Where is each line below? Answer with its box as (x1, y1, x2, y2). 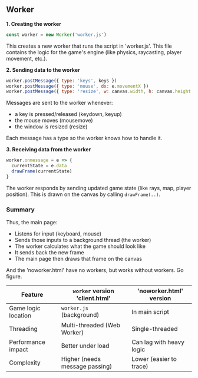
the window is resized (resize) (14, 123, 88, 130)
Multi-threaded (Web (61, 321, 121, 329)
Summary (6, 205, 35, 214)
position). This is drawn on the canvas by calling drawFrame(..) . (6, 191, 161, 198)
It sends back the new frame (14, 249, 84, 256)
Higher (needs (61, 355, 101, 363)
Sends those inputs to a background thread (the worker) (14, 237, 151, 244)
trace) (131, 362, 148, 370)
